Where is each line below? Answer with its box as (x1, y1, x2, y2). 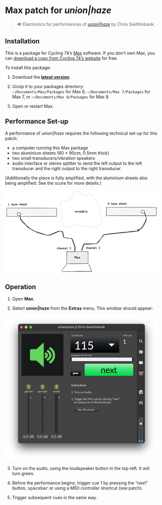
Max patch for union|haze (5, 5, 112, 16)
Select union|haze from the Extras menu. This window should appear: (12, 305, 153, 311)
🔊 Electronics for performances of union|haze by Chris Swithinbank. (16, 21, 155, 27)
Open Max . (12, 296, 35, 301)
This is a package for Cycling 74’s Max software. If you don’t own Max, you (5, 50, 155, 56)
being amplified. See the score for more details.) (5, 180, 102, 186)
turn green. (12, 470, 35, 476)
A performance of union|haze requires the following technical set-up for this (5, 130, 158, 136)
